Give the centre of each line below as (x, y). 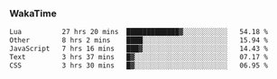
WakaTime (33, 13)
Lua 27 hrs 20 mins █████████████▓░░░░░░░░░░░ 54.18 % (139, 32)
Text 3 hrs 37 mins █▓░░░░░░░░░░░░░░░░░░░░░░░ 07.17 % (139, 57)
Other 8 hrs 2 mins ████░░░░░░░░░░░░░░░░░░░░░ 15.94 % (139, 40)
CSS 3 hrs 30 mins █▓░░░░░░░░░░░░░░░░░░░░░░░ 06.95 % (139, 66)
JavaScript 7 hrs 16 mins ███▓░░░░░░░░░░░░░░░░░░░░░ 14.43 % (139, 49)
